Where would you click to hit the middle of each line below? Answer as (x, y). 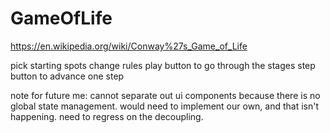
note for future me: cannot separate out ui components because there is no (165, 95)
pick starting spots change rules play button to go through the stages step (163, 65)
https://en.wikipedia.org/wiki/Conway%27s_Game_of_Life (129, 46)
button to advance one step (67, 76)
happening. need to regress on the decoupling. (107, 116)
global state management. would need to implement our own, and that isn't (165, 106)
